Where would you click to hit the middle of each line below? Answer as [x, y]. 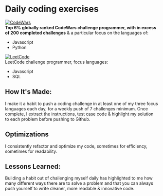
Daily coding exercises [52, 9]
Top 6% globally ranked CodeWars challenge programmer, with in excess [81, 27]
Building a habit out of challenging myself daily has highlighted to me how [79, 178]
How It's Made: [28, 92]
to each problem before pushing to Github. [48, 119]
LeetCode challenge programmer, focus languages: [57, 62]
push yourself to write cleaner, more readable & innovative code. [70, 189]
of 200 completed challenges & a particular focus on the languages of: [77, 33]
